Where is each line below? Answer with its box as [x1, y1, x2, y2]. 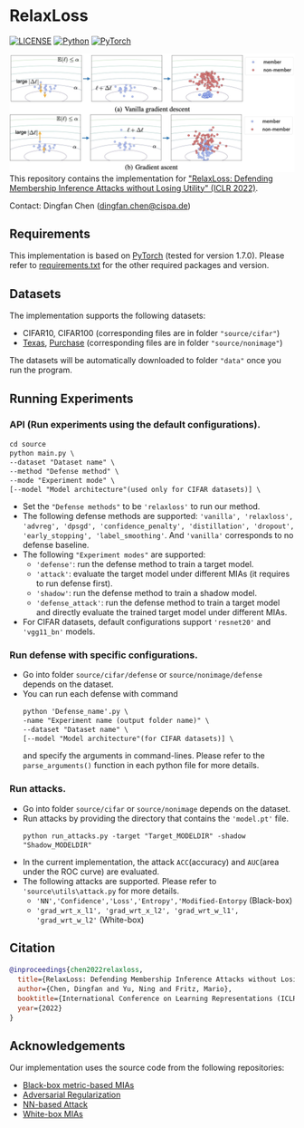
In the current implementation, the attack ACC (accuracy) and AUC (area [22, 856, 280, 867]
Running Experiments [9, 390, 134, 406]
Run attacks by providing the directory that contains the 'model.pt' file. [22, 813, 290, 824]
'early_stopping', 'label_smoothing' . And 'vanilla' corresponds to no [22, 529, 294, 540]
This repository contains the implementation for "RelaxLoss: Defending [9, 173, 273, 184]
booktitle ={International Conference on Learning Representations [17, 994, 273, 1003]
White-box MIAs [22, 1109, 83, 1120]
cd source [9, 439, 47, 448]
